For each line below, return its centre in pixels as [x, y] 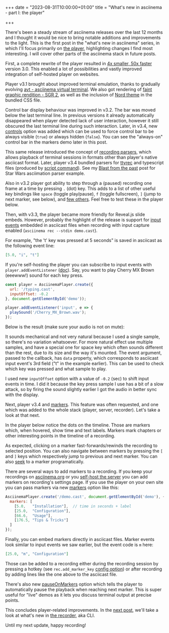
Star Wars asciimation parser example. [45, 173]
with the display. [22, 395]
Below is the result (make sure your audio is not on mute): [65, 327]
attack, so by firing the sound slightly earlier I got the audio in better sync [81, 389]
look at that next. [23, 415]
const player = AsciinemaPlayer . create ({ [49, 284]
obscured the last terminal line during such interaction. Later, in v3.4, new [81, 126]
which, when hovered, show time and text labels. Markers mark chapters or [83, 430]
